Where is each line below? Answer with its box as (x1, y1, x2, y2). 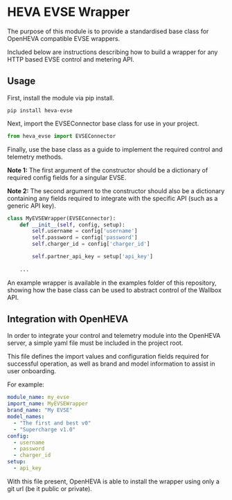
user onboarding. (7, 367, 57, 375)
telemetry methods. (7, 152, 64, 161)
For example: (7, 380, 45, 389)
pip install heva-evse (7, 107, 73, 114)
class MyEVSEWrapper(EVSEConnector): (7, 215, 116, 222)
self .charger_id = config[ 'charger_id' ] (32, 240, 150, 248)
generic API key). (7, 202, 57, 210)
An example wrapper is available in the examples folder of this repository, (7, 278, 217, 287)
